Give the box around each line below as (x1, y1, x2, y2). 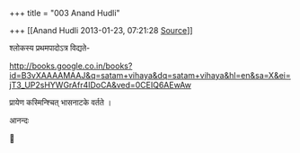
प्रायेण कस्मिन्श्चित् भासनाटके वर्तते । (9, 97, 112, 107)
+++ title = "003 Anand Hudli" (9, 8, 120, 18)
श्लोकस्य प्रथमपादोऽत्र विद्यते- (9, 42, 91, 53)
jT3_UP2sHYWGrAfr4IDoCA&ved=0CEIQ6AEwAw (9, 80, 191, 90)
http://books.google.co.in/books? (9, 60, 133, 71)
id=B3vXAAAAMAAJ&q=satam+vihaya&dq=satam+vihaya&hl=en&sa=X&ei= (9, 70, 292, 80)
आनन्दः (9, 115, 30, 125)
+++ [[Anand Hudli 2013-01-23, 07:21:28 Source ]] (9, 25, 193, 35)
